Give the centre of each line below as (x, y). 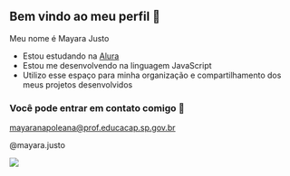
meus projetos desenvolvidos (77, 84)
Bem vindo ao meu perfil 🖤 (85, 17)
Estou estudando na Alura (71, 56)
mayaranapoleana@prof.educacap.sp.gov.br (92, 128)
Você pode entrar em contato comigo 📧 (97, 107)
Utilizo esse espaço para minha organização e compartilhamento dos (152, 75)
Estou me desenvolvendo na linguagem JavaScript (117, 65)
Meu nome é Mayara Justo (59, 38)
